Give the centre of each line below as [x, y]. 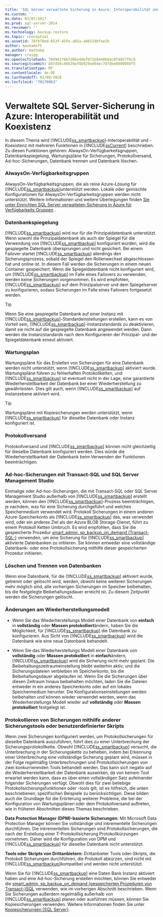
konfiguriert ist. [20, 423]
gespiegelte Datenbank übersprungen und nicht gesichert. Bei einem [74, 249]
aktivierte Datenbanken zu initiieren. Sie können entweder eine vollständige [80, 543]
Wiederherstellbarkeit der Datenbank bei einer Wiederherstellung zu [73, 384]
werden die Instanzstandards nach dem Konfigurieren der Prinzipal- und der [81, 335]
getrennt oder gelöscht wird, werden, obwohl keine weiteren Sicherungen [79, 581]
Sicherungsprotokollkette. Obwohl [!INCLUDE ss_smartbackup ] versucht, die [81, 747]
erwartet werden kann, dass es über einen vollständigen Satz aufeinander [79, 778]
